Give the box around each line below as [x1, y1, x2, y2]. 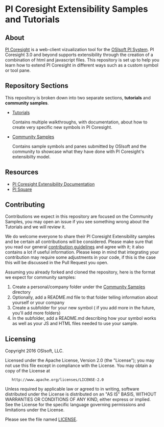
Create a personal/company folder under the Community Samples [12, 284, 145, 290]
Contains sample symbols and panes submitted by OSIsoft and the [12, 143, 147, 149]
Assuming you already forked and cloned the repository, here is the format [5, 269, 156, 275]
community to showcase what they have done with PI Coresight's [12, 149, 144, 154]
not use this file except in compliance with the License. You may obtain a [5, 363, 152, 368]
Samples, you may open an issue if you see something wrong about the [5, 219, 149, 225]
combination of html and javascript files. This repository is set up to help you [5, 57, 160, 62]
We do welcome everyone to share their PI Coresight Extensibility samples [5, 234, 155, 240]
